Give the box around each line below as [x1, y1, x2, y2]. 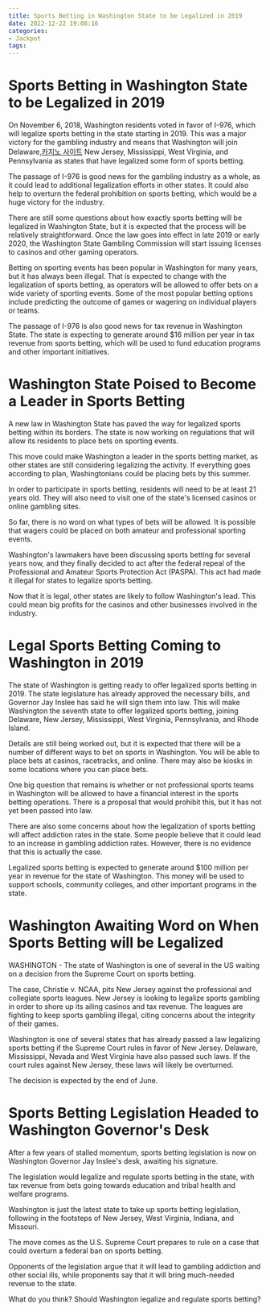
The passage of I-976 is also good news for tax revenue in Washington [8, 322, 243, 331]
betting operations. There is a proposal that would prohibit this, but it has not [8, 797, 262, 807]
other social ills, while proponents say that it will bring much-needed [8, 1270, 235, 1280]
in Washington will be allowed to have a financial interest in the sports [8, 788, 239, 798]
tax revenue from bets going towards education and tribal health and [8, 1180, 235, 1190]
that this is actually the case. [8, 847, 103, 857]
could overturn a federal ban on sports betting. [8, 1246, 163, 1256]
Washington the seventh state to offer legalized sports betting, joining [8, 706, 239, 716]
